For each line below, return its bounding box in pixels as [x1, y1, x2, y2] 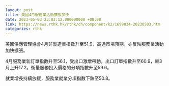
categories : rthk [5, 26, 42, 32]
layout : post [5, 7, 33, 13]
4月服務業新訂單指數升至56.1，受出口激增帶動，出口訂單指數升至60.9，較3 [5, 58, 162, 64]
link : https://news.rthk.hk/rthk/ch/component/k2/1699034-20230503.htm [5, 21, 160, 27]
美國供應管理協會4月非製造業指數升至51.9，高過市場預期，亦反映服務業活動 [5, 41, 164, 47]
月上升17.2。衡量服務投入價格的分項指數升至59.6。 [5, 65, 112, 71]
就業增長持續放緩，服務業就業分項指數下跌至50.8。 [5, 75, 113, 81]
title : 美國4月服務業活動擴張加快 [5, 12, 69, 17]
